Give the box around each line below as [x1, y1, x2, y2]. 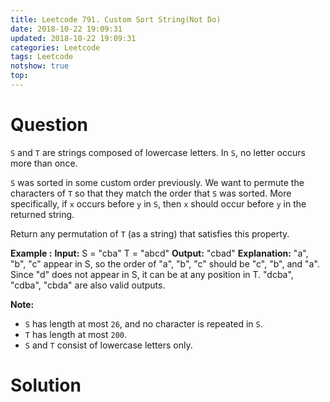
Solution [10, 374, 82, 396]
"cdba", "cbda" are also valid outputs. [10, 279, 166, 291]
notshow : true [10, 61, 70, 71]
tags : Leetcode [10, 52, 74, 62]
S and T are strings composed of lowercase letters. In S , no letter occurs [10, 146, 306, 158]
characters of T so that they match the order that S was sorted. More [10, 187, 292, 199]
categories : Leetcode [10, 42, 101, 53]
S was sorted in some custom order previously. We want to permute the [10, 176, 305, 188]
